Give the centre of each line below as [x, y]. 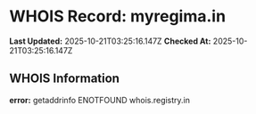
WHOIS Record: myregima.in [117, 16]
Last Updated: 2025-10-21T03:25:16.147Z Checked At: [110, 41]
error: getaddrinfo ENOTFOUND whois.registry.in [99, 100]
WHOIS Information [65, 79]
